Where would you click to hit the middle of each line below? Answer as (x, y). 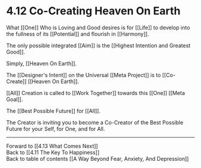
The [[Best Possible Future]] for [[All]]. (53, 111)
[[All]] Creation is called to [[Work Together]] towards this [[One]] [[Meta (96, 93)
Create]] (16, 81)
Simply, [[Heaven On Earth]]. (42, 63)
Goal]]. (15, 99)
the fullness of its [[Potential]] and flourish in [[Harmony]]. (78, 33)
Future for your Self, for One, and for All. (56, 129)
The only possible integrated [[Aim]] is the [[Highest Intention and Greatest (98, 45)
